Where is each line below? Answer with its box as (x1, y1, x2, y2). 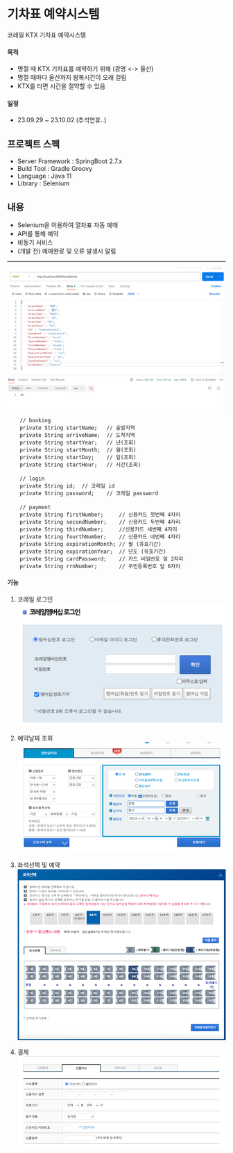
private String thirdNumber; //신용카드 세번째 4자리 (19, 526, 178, 533)
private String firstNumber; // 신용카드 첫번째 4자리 (19, 511, 181, 518)
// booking (19, 417, 51, 424)
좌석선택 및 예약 (17, 861, 60, 869)
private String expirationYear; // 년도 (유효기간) (19, 548, 166, 555)
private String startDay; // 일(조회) (19, 454, 137, 461)
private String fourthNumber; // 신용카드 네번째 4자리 (19, 533, 181, 540)
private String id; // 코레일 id (19, 482, 115, 490)
